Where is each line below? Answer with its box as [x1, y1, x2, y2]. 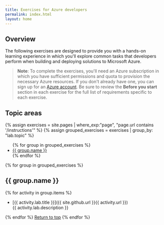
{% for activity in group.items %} [5, 189, 72, 196]
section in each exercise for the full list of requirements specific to [17, 89, 152, 95]
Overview [5, 35, 36, 43]
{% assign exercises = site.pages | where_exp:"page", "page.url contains [5, 122, 154, 128]
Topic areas [5, 109, 42, 117]
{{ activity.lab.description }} [12, 204, 69, 211]
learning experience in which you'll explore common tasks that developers [5, 53, 157, 59]
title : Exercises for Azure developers [5, 7, 87, 12]
